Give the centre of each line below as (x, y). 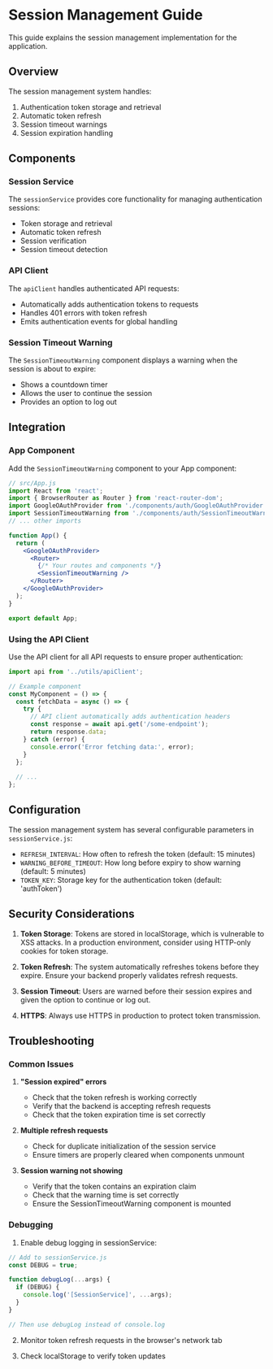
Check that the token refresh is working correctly (115, 1097)
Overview (34, 72)
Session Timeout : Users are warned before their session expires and (136, 991)
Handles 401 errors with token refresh (84, 313)
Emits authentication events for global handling (99, 321)
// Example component (45, 686)
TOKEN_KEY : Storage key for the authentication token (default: (121, 880)
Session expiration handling (67, 133)
